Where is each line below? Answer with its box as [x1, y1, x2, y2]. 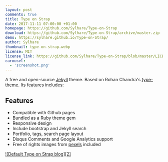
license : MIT [5, 49, 32, 54]
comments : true [5, 12, 37, 17]
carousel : [5, 58, 26, 63]
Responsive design [12, 120, 52, 126]
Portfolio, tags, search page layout [12, 131, 83, 137]
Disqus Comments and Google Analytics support [12, 136, 113, 142]
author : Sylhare [5, 40, 39, 45]
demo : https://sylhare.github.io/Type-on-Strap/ [5, 35, 108, 40]
